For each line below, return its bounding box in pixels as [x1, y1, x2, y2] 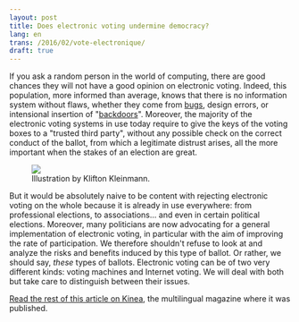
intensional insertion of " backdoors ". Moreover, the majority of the [9, 109, 253, 120]
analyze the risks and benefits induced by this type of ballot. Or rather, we [9, 248, 282, 258]
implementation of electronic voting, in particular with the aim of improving [9, 229, 284, 240]
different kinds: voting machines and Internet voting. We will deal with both [9, 267, 284, 277]
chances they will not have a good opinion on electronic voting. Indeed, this [9, 80, 287, 91]
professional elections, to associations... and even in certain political [9, 209, 261, 220]
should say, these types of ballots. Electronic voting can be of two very [9, 257, 270, 268]
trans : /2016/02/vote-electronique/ [9, 38, 145, 47]
